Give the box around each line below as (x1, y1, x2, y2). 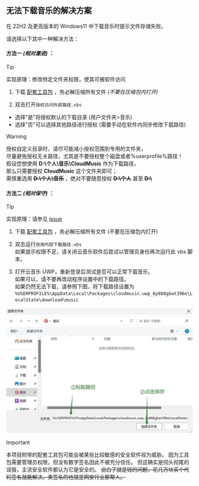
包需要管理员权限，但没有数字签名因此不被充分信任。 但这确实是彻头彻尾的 (6, 458, 190, 465)
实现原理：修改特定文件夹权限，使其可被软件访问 (6, 76, 126, 83)
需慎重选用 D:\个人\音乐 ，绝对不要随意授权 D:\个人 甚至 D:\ (6, 175, 152, 182)
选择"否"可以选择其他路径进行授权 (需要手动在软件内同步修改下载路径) (14, 121, 186, 128)
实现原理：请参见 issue (6, 216, 62, 223)
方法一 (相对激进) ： (6, 50, 54, 57)
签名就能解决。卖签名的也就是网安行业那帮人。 (11, 473, 126, 480)
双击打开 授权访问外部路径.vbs (14, 101, 82, 108)
